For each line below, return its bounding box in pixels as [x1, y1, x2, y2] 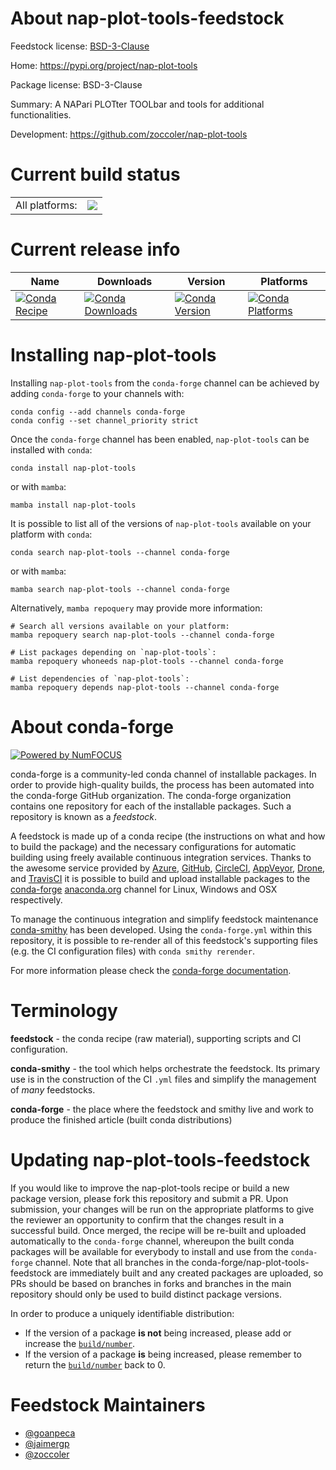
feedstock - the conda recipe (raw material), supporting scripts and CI [10, 1032, 302, 1044]
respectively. [10, 893, 63, 906]
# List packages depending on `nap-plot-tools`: [10, 647, 217, 657]
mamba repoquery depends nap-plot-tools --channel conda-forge [10, 682, 280, 692]
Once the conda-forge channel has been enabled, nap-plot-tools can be [10, 433, 310, 445]
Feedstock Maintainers [10, 1393, 206, 1416]
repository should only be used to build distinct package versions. [10, 1288, 282, 1300]
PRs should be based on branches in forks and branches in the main [10, 1277, 292, 1289]
